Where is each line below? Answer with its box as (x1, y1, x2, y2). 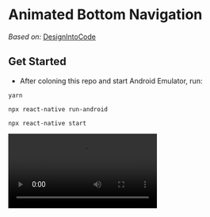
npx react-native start (8, 119, 87, 127)
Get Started (8, 55, 67, 68)
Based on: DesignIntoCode (8, 32, 97, 41)
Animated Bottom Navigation (8, 6, 203, 24)
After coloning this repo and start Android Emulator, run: (19, 76, 203, 85)
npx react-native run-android (8, 105, 109, 113)
